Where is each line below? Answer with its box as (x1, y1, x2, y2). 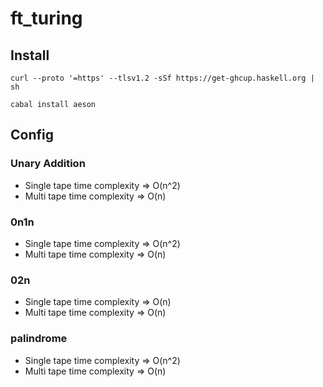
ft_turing (10, 7, 83, 30)
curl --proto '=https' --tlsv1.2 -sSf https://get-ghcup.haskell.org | (10, 73, 315, 83)
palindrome (10, 332, 68, 346)
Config (10, 127, 54, 144)
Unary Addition (10, 157, 86, 171)
